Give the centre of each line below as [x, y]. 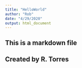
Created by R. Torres [37, 59]
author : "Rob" [20, 14]
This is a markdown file [41, 42]
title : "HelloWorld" [26, 9]
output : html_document [28, 23]
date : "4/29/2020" [24, 18]
